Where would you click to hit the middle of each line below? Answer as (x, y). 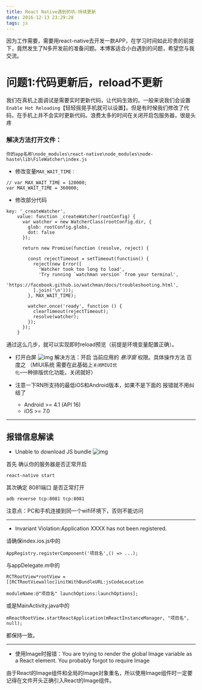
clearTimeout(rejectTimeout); (71, 311)
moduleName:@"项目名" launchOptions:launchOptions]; (72, 594)
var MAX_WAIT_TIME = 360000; (43, 188)
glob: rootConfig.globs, (59, 227)
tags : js (17, 23)
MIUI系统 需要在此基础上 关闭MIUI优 (75, 364)
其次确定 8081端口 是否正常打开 (45, 488)
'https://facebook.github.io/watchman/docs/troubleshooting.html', (93, 285)
